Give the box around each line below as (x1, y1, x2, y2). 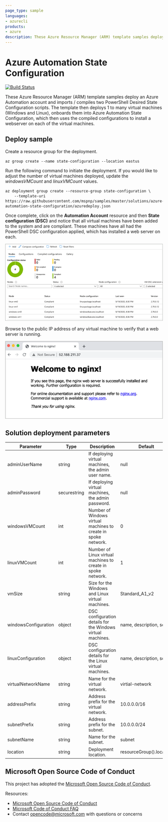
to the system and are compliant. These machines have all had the (5, 223, 141, 229)
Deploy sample (5, 135, 53, 144)
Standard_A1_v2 (120, 591, 154, 597)
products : (5, 24, 26, 29)
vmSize (7, 591, 23, 597)
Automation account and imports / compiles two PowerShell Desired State (5, 99, 157, 105)
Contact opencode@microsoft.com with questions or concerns (12, 811, 142, 817)
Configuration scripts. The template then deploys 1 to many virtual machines (5, 104, 162, 110)
